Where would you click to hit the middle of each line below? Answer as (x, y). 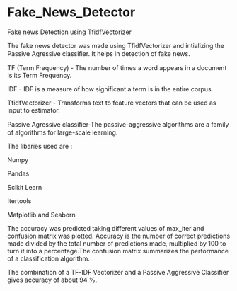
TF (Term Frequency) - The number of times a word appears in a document (117, 67)
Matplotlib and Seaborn (41, 215)
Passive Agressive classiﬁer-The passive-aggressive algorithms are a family (118, 124)
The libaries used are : (40, 146)
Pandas (18, 173)
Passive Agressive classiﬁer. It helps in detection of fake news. (99, 53)
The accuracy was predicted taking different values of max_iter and (106, 228)
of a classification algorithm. (49, 258)
